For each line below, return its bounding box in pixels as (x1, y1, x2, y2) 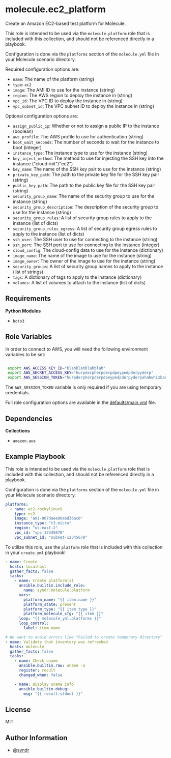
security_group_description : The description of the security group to (12, 203, 159, 210)
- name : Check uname (14, 658, 58, 663)
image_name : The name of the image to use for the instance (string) (12, 252, 152, 258)
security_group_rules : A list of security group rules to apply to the (12, 215, 152, 221)
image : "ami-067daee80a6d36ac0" (14, 516, 83, 521)
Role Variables (5, 332, 52, 341)
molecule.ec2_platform (5, 4, 106, 15)
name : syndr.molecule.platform (23, 588, 90, 593)
